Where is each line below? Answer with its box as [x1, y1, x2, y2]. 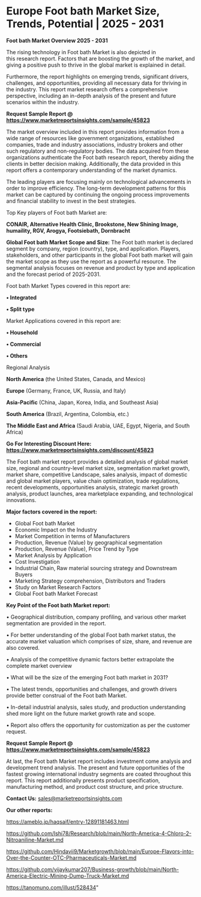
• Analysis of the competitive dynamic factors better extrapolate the [6, 655, 175, 663]
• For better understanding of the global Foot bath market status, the [6, 631, 176, 638]
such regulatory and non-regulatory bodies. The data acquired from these [6, 147, 189, 155]
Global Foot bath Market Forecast [14, 590, 98, 597]
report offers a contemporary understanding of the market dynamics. [6, 167, 177, 174]
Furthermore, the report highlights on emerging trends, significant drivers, [6, 73, 189, 80]
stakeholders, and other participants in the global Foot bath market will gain [6, 251, 193, 259]
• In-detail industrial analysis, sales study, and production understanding [6, 703, 186, 711]
